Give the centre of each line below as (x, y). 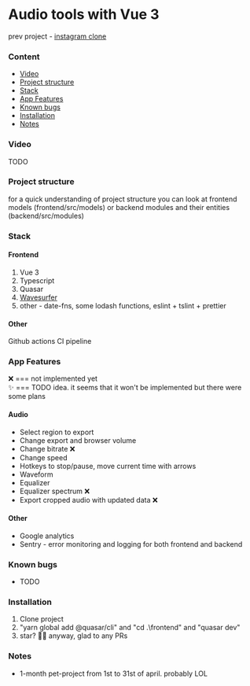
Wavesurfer (38, 297)
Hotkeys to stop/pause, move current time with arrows (108, 466)
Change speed (43, 457)
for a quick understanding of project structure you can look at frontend (123, 199)
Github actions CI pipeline (50, 341)
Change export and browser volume (78, 440)
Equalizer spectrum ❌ (55, 491)
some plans (27, 396)
